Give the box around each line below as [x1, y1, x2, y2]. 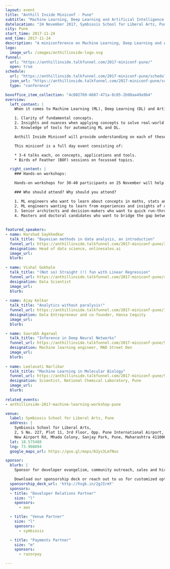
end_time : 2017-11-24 [5, 36, 51, 41]
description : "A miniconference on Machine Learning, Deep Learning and [5, 41, 162, 46]
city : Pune [5, 26, 28, 32]
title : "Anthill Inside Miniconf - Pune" [5, 12, 94, 17]
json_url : [10, 78, 30, 83]
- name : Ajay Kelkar [5, 298, 49, 303]
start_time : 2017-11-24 [5, 31, 56, 36]
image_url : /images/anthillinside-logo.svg [10, 50, 103, 55]
